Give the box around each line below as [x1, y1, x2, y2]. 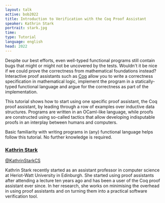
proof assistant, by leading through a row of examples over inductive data [5, 103, 155, 109]
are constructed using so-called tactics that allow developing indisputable [5, 114, 155, 120]
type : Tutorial [5, 35, 36, 40]
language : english [5, 39, 43, 44]
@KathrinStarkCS [5, 157, 41, 163]
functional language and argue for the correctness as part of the [18, 83, 149, 89]
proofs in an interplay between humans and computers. [5, 119, 118, 125]
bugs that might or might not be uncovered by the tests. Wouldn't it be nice [5, 63, 158, 68]
